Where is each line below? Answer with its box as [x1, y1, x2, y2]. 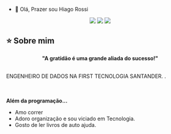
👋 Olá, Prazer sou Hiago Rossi [14, 6, 88, 13]
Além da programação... [6, 97, 68, 104]
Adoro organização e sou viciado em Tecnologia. [14, 115, 135, 122]
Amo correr [14, 108, 43, 116]
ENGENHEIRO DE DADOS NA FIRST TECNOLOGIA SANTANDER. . [6, 72, 166, 80]
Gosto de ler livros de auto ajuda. [14, 121, 97, 128]
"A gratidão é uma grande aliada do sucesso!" [42, 54, 158, 62]
